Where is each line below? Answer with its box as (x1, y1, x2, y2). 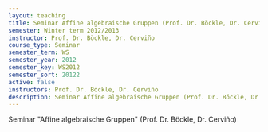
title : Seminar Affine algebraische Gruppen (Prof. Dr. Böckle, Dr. (8, 19, 241, 27)
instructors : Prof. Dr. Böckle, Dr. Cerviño (8, 85, 159, 94)
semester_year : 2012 (8, 56, 77, 64)
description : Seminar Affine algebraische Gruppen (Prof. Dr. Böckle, (8, 93, 248, 101)
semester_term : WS (8, 49, 69, 56)
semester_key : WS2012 (8, 64, 81, 72)
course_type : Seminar (8, 41, 81, 49)
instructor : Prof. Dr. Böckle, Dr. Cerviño (8, 33, 156, 42)
